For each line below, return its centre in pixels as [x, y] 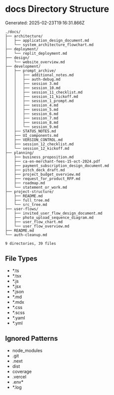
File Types [21, 258]
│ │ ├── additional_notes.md [39, 75]
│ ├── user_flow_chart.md [34, 222]
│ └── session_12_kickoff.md [37, 148]
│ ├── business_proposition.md [39, 157]
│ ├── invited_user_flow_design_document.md [54, 213]
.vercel [19, 377]
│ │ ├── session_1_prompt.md [39, 101]
